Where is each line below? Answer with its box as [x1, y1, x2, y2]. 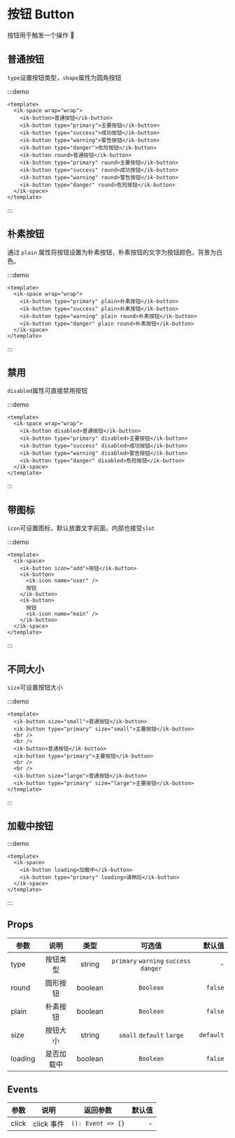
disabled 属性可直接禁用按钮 [7, 387, 88, 395]
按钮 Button [7, 6, 75, 22]
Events [7, 1083, 38, 1096]
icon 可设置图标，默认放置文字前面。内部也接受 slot [7, 524, 155, 532]
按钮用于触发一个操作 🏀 [7, 31, 75, 39]
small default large [118, 1031, 184, 1039]
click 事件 [32, 1119, 64, 1129]
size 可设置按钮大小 [7, 684, 63, 691]
